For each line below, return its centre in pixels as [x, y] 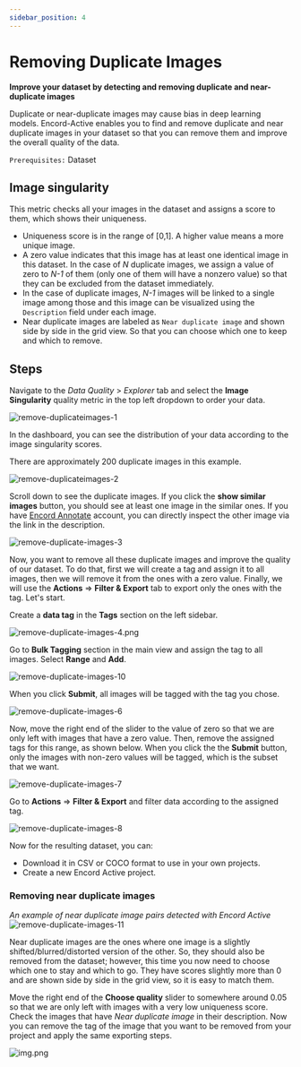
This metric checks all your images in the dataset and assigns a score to [142, 209]
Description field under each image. [89, 312]
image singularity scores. [56, 444]
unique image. [48, 245]
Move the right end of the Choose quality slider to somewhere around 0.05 [148, 998]
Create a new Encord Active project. [89, 873]
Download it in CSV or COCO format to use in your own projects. [141, 863]
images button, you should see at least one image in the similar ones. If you [149, 506]
